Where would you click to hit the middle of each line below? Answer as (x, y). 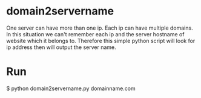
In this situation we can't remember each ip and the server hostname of (95, 34)
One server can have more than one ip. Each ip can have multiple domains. (100, 28)
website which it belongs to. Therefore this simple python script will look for (101, 41)
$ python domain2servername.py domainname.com (71, 88)
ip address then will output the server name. (61, 47)
